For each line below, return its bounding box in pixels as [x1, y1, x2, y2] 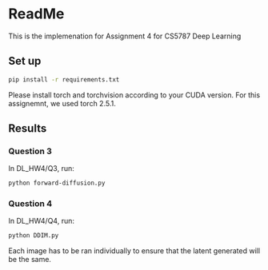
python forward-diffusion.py [8, 179, 106, 188]
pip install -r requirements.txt [8, 75, 120, 84]
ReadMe [8, 5, 65, 23]
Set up [8, 54, 42, 68]
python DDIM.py [8, 232, 59, 240]
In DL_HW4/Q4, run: [8, 216, 74, 226]
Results [8, 121, 47, 136]
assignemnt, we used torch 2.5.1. [8, 98, 116, 108]
